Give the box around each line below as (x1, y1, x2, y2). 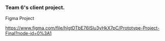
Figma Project (5, 15, 35, 21)
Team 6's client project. (5, 4, 65, 11)
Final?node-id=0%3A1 (5, 30, 52, 36)
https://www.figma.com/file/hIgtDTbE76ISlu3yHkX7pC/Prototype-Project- (5, 25, 160, 31)
